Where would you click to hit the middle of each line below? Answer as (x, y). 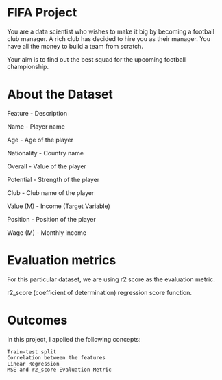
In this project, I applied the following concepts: (74, 339)
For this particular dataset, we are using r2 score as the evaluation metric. (111, 279)
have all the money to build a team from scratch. (75, 46)
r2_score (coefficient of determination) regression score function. (100, 292)
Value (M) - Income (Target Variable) (59, 206)
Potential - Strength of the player (53, 179)
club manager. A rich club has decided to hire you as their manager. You (109, 38)
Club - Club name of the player (51, 192)
